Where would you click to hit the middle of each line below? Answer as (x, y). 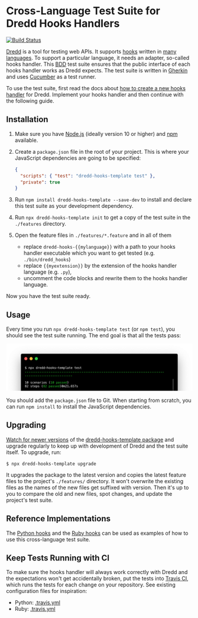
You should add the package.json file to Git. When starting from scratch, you (99, 400)
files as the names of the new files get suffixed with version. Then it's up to (98, 487)
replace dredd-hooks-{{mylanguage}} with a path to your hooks (99, 247)
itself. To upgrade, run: (34, 452)
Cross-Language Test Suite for (83, 11)
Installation (27, 120)
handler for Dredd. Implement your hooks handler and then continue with (95, 94)
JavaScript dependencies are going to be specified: (78, 158)
